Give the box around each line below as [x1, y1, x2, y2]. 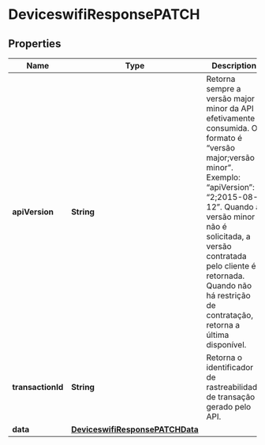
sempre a [206, 83, 241, 94]
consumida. [206, 123, 250, 133]
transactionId [12, 382, 64, 392]
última [206, 329, 230, 340]
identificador [206, 362, 254, 373]
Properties [8, 37, 62, 50]
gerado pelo [206, 402, 252, 412]
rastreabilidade [206, 382, 263, 392]
